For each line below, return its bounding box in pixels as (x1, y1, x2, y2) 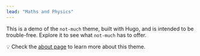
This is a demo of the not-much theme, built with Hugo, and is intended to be (6, 25, 194, 32)
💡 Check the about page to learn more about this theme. (6, 43, 146, 50)
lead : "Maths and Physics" (6, 8, 74, 15)
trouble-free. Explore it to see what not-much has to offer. (6, 31, 147, 39)
